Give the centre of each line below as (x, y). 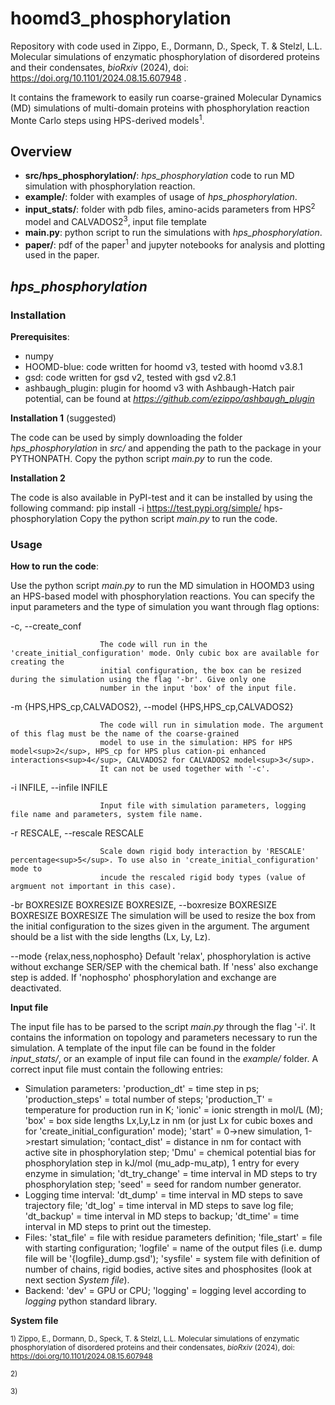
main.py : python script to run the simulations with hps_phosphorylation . (173, 232)
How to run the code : (54, 566)
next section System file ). (77, 1280)
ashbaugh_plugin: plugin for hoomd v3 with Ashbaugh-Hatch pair (159, 388)
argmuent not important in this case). (93, 887)
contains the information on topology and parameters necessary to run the (164, 1038)
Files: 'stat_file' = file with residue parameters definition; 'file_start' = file (173, 1238)
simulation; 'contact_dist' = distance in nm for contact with (181, 1142)
